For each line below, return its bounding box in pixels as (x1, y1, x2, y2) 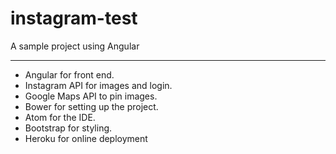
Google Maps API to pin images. (24, 90, 158, 102)
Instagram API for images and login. (24, 79, 173, 91)
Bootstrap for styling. (24, 122, 113, 134)
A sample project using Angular (10, 40, 140, 52)
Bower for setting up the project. (24, 100, 159, 112)
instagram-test (10, 7, 138, 30)
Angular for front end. (24, 68, 115, 81)
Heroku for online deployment (24, 132, 148, 144)
